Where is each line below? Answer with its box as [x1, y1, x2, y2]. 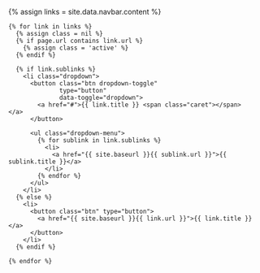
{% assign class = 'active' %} [23, 44, 129, 52]
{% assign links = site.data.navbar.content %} [7, 7, 162, 16]
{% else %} [15, 193, 53, 201]
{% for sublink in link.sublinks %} [37, 136, 162, 145]
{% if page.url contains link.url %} [15, 37, 144, 45]
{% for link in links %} [7, 23, 93, 31]
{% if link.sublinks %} [15, 65, 96, 73]
